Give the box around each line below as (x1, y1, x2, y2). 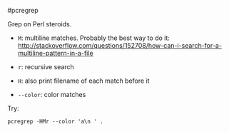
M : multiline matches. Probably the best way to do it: (17, 34, 170, 42)
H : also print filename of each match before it (17, 76, 150, 85)
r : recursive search (17, 63, 75, 71)
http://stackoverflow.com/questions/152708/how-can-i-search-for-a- (17, 41, 223, 49)
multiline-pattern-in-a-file (17, 49, 94, 57)
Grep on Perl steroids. (7, 20, 72, 28)
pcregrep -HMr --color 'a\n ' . (7, 118, 103, 125)
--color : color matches (17, 91, 86, 98)
